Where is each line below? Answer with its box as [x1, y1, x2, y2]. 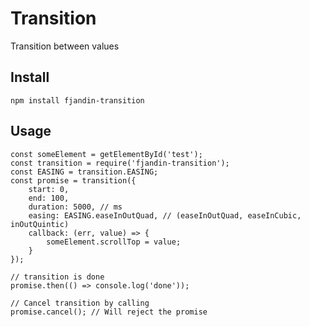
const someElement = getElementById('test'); [10, 149, 203, 159]
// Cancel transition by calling [10, 298, 150, 308]
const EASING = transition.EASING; [10, 167, 159, 177]
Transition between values [10, 40, 120, 52]
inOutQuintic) [10, 219, 70, 229]
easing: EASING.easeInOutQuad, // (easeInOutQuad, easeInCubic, [28, 210, 302, 221]
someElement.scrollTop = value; [46, 237, 182, 247]
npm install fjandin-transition [10, 95, 145, 106]
